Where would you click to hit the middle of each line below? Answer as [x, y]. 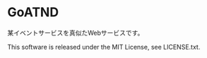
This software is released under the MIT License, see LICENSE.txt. [104, 47]
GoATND [33, 12]
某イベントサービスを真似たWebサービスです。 [76, 33]
